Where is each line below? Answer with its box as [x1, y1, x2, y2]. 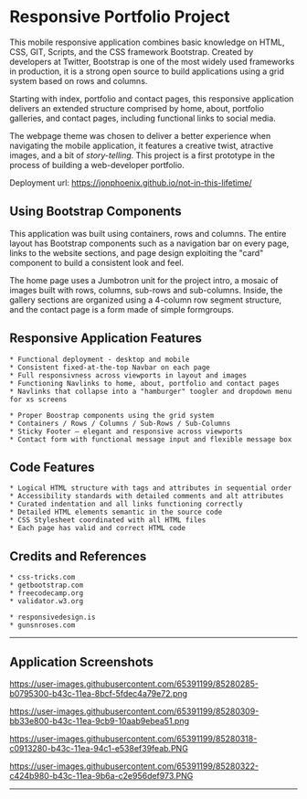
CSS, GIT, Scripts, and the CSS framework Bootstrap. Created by [9, 46, 254, 57]
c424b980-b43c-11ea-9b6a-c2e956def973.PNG [9, 771, 194, 781]
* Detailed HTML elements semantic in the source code [9, 507, 223, 517]
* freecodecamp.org [9, 589, 84, 598]
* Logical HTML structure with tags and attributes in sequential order [9, 484, 292, 493]
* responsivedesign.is [9, 613, 96, 623]
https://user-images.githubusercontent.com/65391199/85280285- [9, 678, 259, 689]
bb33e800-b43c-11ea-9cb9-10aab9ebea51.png [9, 716, 190, 726]
